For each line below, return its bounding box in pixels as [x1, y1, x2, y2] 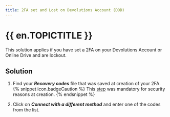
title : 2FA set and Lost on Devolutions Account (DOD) [5, 7, 125, 13]
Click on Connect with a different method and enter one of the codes [12, 101, 161, 108]
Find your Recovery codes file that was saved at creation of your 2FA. [12, 81, 161, 87]
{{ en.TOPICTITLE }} [5, 29, 93, 41]
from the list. [12, 107, 40, 113]
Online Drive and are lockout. [5, 52, 67, 58]
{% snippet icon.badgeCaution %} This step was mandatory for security [12, 86, 165, 92]
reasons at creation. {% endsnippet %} [12, 91, 95, 98]
